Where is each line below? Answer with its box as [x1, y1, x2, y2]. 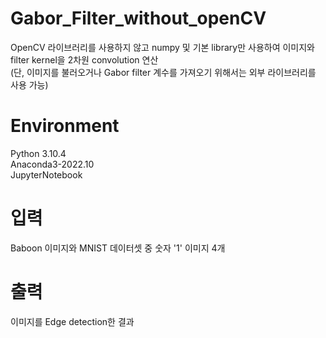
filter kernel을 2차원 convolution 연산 [10, 53, 159, 66]
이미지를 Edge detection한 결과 [10, 315, 135, 327]
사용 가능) [10, 78, 49, 91]
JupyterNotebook [10, 168, 83, 181]
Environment [10, 115, 120, 137]
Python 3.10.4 [10, 147, 67, 159]
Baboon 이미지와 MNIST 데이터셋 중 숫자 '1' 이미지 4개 [10, 242, 226, 254]
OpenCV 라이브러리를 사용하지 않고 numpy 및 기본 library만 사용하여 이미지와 [10, 41, 315, 53]
